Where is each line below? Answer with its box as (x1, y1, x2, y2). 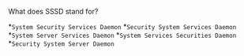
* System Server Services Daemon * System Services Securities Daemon (8, 31, 237, 39)
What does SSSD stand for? (8, 7, 99, 16)
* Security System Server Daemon (8, 39, 114, 48)
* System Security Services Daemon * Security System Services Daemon (8, 22, 237, 31)
